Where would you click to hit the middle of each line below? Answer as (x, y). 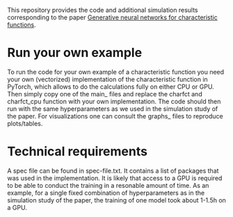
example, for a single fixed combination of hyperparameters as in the (106, 193)
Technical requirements (78, 151)
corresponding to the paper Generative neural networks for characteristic (112, 17)
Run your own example (75, 53)
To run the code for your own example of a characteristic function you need (116, 71)
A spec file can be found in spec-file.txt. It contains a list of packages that (113, 171)
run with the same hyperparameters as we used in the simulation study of (113, 108)
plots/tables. (25, 123)
